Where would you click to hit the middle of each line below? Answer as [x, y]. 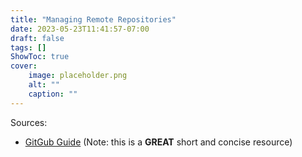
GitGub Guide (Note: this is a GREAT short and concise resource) [158, 142]
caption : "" [53, 94]
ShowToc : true [40, 57]
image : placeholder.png [78, 76]
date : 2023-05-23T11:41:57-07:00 [80, 29]
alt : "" [44, 85]
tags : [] [28, 47]
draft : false [37, 38]
